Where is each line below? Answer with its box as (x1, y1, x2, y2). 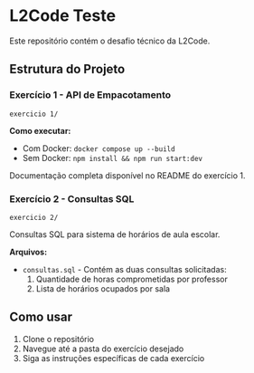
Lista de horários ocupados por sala (35, 282, 170, 294)
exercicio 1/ (9, 110, 59, 119)
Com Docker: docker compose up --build (22, 142, 175, 154)
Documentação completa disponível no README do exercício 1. (9, 169, 246, 181)
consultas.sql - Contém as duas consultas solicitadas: (22, 263, 228, 274)
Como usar (9, 310, 73, 325)
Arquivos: (9, 246, 48, 257)
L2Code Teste (9, 5, 116, 26)
